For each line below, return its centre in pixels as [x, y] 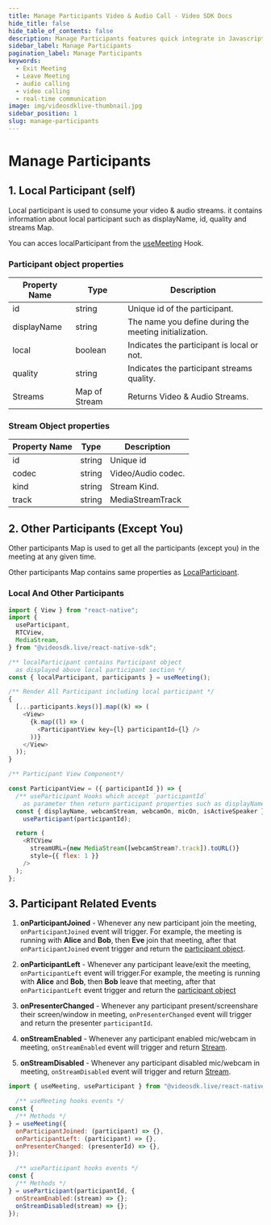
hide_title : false [39, 23]
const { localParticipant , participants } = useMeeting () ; [110, 677]
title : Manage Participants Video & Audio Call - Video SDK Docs [120, 16]
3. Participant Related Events [83, 904]
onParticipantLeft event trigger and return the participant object [128, 991]
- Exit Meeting [41, 69]
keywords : [25, 61]
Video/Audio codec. [148, 474]
